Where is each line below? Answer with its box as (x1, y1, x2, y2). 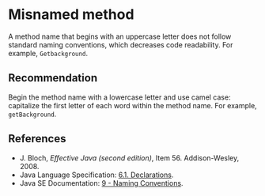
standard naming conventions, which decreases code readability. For (8, 40, 233, 49)
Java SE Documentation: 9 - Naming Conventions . (19, 178, 184, 187)
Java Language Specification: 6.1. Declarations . (19, 170, 174, 179)
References (8, 132, 66, 145)
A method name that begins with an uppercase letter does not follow (8, 32, 232, 41)
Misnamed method (8, 6, 134, 24)
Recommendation (8, 71, 97, 85)
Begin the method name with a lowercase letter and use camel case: (8, 92, 231, 102)
